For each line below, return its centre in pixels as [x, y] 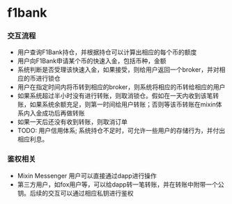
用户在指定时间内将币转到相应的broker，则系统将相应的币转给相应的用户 [121, 87]
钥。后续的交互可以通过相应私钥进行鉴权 [75, 193]
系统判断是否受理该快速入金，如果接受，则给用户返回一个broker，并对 [118, 70]
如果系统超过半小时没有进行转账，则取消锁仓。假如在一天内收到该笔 [115, 96]
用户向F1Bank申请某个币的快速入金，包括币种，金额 [92, 61]
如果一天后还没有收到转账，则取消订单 [72, 122]
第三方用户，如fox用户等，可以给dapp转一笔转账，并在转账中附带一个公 [121, 184]
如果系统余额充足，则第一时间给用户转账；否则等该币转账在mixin [123, 104]
